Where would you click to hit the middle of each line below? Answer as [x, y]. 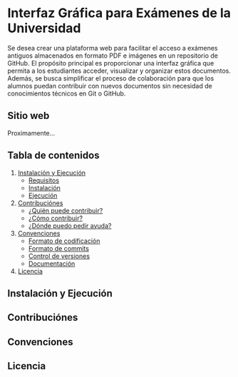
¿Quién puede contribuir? [66, 210]
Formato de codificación [64, 241]
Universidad [44, 28]
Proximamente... [31, 133]
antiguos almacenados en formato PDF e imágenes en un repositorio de [113, 56]
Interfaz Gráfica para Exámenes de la [119, 13]
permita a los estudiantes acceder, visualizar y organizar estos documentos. [119, 71]
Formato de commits [58, 248]
